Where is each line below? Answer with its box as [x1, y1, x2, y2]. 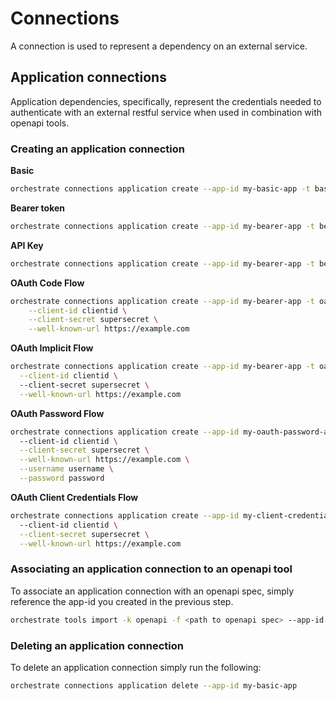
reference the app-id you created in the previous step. [10, 595, 234, 607]
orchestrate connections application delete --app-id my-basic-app [10, 680, 298, 691]
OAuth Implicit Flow [10, 342, 94, 354]
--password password [19, 473, 105, 484]
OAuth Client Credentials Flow [10, 491, 139, 503]
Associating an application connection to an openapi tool [10, 562, 293, 576]
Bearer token [10, 202, 66, 214]
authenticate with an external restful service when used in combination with [10, 106, 323, 118]
